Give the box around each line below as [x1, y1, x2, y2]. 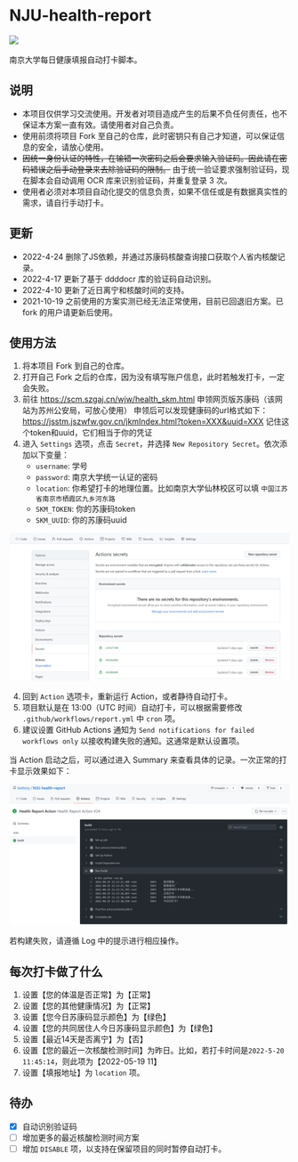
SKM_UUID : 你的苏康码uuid [35, 515, 127, 525]
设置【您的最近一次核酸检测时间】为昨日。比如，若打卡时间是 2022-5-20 [21, 1044, 285, 1055]
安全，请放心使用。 [37, 142, 109, 152]
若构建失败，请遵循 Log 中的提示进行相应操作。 [9, 936, 184, 947]
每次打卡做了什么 [9, 963, 103, 979]
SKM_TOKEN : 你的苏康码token [35, 504, 136, 515]
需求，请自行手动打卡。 [21, 197, 109, 207]
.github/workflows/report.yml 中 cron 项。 [21, 713, 181, 724]
